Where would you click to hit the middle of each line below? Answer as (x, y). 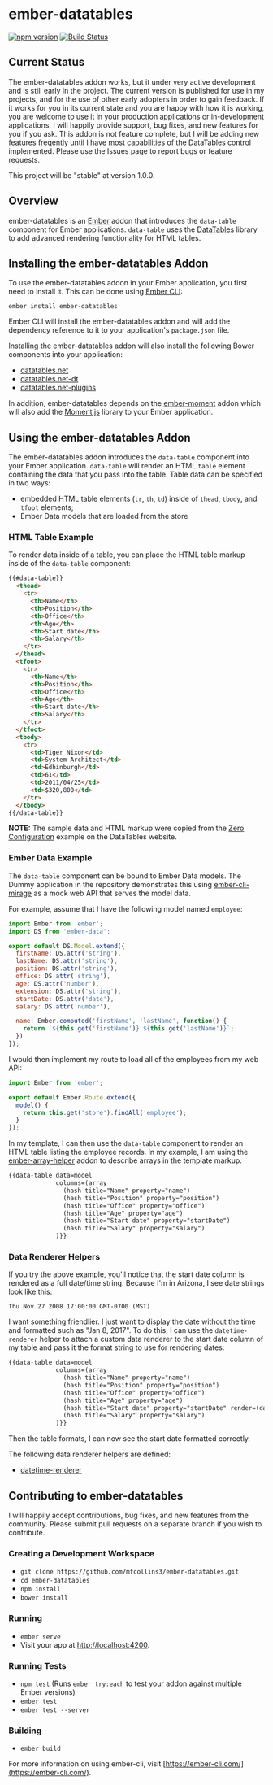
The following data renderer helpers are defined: (90, 1454)
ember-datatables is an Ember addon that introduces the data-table (123, 220)
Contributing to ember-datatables (96, 1496)
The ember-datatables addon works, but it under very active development (132, 81)
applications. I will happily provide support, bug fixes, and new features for (133, 125)
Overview (34, 201)
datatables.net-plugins (58, 388)
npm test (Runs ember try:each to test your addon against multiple (131, 1683)
